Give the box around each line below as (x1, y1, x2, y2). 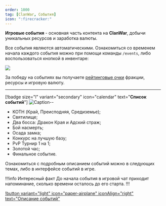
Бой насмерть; (12, 125, 43, 131)
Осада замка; (12, 130, 41, 136)
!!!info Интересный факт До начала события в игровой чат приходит (5, 176, 149, 182)
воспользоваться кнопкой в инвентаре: (5, 56, 89, 62)
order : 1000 (5, 7, 30, 12)
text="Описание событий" (5, 196, 60, 202)
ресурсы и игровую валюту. (5, 80, 65, 86)
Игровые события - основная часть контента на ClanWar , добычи (5, 30, 146, 36)
